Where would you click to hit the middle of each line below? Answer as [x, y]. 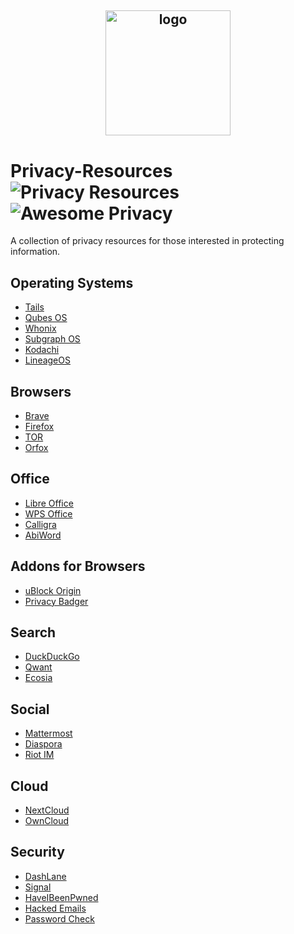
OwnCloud [47, 821]
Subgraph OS [52, 339]
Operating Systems [72, 282]
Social [30, 709]
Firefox [39, 426]
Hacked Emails [55, 908]
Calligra [40, 524]
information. [35, 252]
